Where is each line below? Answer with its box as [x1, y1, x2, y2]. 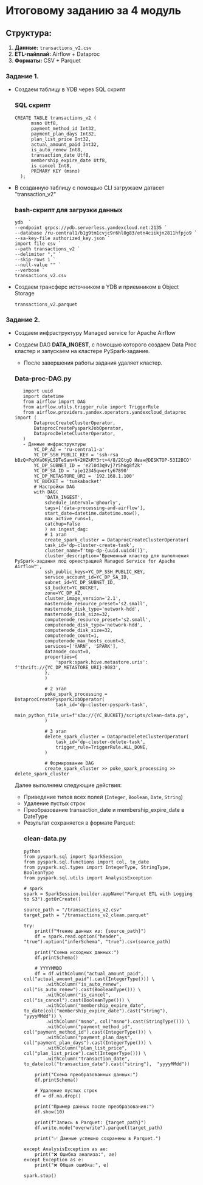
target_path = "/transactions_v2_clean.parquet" [23, 912, 150, 918]
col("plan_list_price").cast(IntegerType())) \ [23, 1050, 146, 1056]
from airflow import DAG [22, 399, 86, 405]
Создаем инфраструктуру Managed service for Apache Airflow [14, 329, 176, 337]
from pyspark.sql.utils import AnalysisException [23, 874, 153, 881]
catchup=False [44, 521, 80, 527]
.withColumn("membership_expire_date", [45, 1002, 146, 1009]
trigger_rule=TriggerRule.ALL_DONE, [55, 744, 148, 750]
